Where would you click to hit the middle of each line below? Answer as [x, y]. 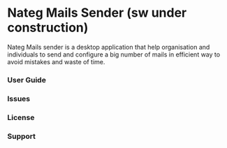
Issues [19, 98]
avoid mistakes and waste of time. [56, 61]
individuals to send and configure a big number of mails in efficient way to [114, 54]
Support [22, 136]
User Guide [27, 80]
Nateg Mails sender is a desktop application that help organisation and [109, 47]
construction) [48, 28]
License [21, 117]
